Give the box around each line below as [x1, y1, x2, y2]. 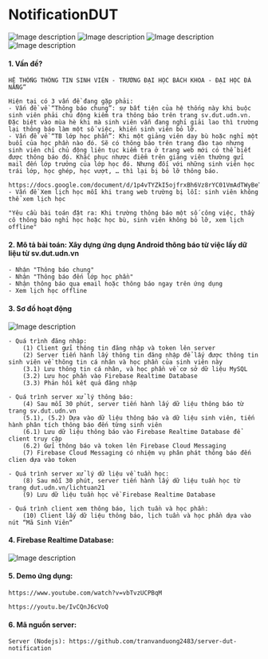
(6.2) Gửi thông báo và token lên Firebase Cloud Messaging [22, 441, 227, 450]
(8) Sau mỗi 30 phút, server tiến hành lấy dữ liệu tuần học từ [22, 476, 241, 484]
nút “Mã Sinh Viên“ [8, 519, 73, 527]
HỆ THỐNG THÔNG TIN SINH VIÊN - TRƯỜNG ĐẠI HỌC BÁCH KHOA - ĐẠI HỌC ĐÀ [8, 77, 251, 85]
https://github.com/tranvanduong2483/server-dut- [69, 637, 238, 645]
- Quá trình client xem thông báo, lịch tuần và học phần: [8, 504, 209, 512]
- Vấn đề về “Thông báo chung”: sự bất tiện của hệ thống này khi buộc [8, 105, 251, 112]
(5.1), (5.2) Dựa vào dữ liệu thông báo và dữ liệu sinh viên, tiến [22, 413, 255, 422]
